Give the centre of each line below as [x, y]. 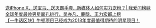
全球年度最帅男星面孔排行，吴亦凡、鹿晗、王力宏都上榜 [63, 14]
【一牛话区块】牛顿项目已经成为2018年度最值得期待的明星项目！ [73, 20]
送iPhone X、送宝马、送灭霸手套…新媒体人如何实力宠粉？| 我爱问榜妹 [78, 8]
